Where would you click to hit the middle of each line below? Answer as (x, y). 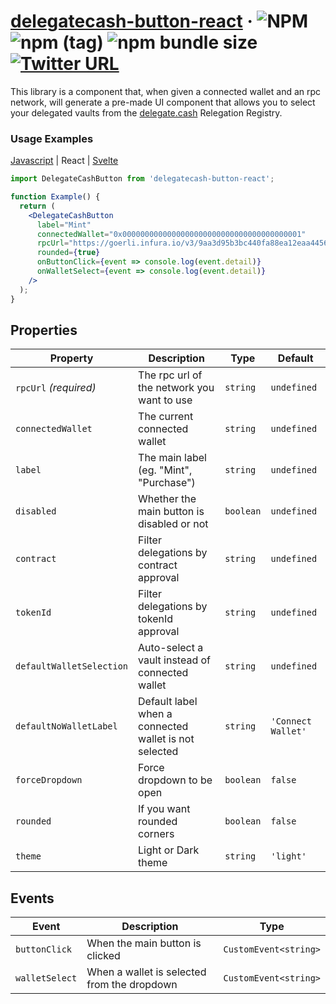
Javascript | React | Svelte (64, 161)
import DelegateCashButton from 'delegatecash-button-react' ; (142, 179)
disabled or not (173, 524)
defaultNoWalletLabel (66, 726)
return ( (37, 206)
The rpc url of (170, 375)
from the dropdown (132, 985)
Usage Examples (52, 138)
